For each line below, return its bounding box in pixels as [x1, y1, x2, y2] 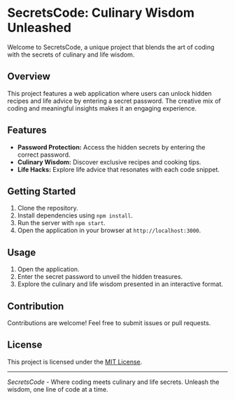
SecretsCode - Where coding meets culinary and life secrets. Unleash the [7, 378, 220, 386]
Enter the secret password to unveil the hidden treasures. [17, 273, 183, 281]
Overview [7, 71, 51, 83]
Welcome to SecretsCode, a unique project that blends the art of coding [7, 43, 215, 51]
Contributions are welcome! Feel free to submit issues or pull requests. [7, 319, 211, 327]
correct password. [17, 150, 71, 159]
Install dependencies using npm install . [17, 211, 133, 220]
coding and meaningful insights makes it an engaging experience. [7, 103, 197, 113]
